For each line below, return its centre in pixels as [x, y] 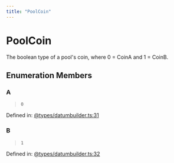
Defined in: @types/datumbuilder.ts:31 [52, 115]
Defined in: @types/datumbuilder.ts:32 [53, 154]
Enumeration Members [49, 75]
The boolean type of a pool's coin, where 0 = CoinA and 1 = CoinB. [87, 57]
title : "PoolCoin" [29, 11]
